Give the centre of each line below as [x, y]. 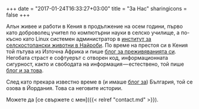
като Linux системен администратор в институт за [87, 39]
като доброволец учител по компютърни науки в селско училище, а [93, 33]
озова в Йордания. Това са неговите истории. [64, 88]
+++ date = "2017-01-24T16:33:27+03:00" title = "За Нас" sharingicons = [97, 9]
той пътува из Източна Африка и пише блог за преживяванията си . [91, 52]
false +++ [18, 15]
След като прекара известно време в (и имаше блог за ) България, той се [99, 82]
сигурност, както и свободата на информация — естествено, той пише [95, 64]
